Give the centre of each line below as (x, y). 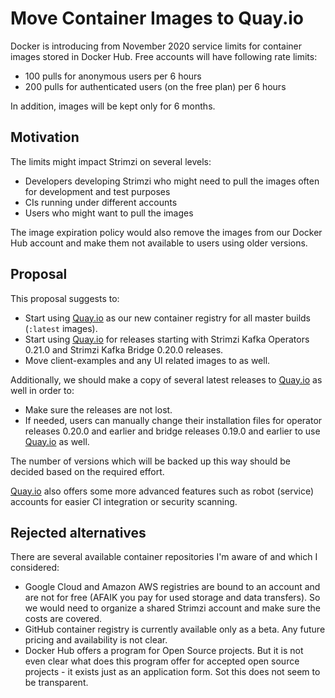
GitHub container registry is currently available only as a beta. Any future (175, 629)
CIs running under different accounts (101, 202)
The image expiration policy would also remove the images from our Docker (166, 232)
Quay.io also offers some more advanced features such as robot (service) (162, 491)
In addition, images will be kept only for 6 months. (113, 106)
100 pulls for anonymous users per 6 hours (113, 76)
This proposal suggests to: (65, 298)
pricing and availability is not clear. (96, 640)
